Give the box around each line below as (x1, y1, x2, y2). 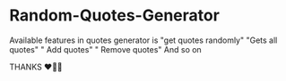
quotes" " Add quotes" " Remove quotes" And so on (9, 44, 202, 54)
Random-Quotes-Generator (9, 5, 220, 26)
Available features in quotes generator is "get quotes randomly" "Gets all (9, 35, 278, 45)
